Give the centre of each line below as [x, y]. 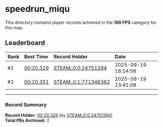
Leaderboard [25, 43]
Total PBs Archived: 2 [27, 121]
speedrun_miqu [38, 9]
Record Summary [26, 105]
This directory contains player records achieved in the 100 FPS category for [81, 22]
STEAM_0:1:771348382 [82, 82]
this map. [14, 27]
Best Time [36, 56]
